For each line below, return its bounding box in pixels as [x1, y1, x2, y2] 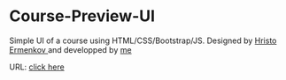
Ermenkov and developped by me [9, 44, 132, 55]
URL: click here [9, 62, 65, 72]
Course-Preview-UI [9, 6, 156, 26]
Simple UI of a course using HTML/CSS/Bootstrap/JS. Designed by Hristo [9, 35, 277, 46]
